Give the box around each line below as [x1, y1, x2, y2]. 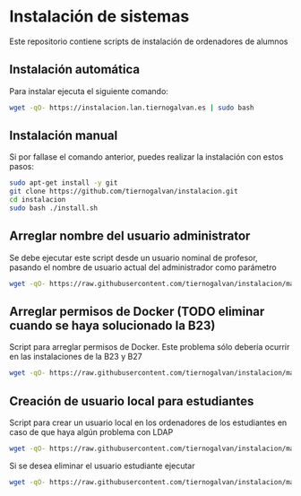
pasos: [9, 161, 34, 172]
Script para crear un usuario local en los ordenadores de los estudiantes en [9, 417, 288, 428]
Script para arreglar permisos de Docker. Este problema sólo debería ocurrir [9, 342, 290, 352]
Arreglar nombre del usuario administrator [9, 229, 251, 244]
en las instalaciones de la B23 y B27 [9, 352, 142, 362]
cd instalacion [9, 196, 66, 204]
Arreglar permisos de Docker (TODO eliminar [9, 304, 265, 319]
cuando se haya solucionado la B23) [9, 318, 216, 334]
